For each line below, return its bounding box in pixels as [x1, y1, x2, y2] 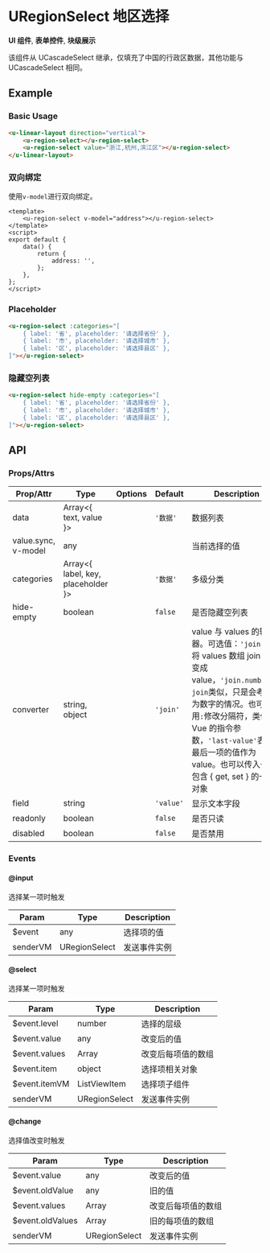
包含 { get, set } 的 [191, 771, 260, 782]
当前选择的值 [191, 541, 241, 552]
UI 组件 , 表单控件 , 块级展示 [8, 35, 96, 45]
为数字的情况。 [191, 699, 249, 710]
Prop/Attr [15, 488, 52, 500]
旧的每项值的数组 [149, 1215, 215, 1226]
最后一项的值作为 [191, 747, 257, 758]
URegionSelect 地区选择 [8, 7, 170, 26]
